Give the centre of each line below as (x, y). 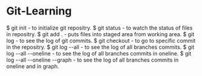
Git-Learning (39, 11)
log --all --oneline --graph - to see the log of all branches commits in (93, 60)
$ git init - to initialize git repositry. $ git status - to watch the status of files (99, 28)
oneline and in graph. (33, 66)
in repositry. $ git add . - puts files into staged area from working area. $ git (100, 34)
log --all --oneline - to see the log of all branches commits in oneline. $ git (99, 53)
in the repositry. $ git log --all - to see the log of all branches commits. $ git (100, 47)
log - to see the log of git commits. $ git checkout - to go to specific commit (101, 40)
